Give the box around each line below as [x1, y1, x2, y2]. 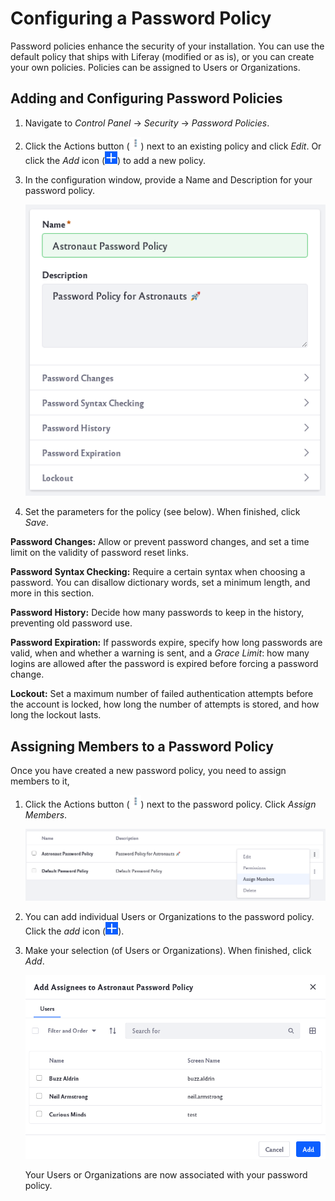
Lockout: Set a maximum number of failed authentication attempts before [10, 688, 314, 700]
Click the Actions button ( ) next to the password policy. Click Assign [24, 798, 317, 811]
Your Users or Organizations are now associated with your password [24, 1168, 308, 1181]
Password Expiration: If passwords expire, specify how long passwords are [10, 637, 323, 649]
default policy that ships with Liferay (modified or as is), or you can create [10, 50, 315, 62]
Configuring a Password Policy [10, 7, 272, 30]
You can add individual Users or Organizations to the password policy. [24, 911, 315, 923]
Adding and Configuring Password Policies [10, 90, 283, 107]
